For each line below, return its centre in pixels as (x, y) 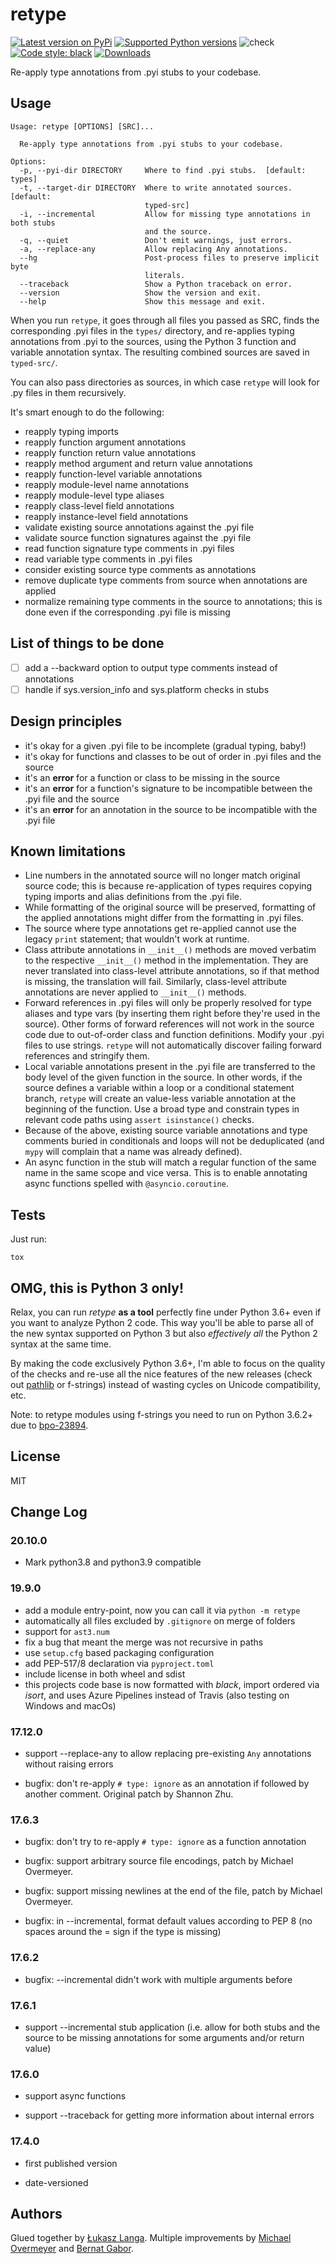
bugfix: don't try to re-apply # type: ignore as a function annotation (165, 1842)
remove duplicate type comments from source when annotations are (166, 580)
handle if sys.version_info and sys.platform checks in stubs (147, 689)
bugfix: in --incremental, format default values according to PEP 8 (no (168, 1921)
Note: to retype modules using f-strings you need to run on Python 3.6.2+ (162, 1414)
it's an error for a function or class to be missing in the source (152, 777)
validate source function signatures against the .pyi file (138, 537)
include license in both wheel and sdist (105, 1674)
